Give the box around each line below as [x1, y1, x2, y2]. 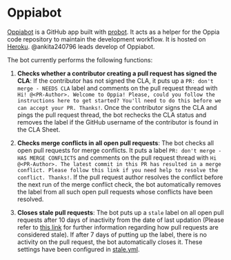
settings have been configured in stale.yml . [17, 245, 140, 253]
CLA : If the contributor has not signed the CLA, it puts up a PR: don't [17, 76, 214, 84]
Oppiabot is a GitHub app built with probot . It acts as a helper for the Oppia [7, 28, 220, 36]
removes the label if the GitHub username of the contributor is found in [17, 118, 219, 126]
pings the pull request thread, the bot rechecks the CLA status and [17, 111, 207, 119]
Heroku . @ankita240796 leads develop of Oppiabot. [7, 42, 155, 50]
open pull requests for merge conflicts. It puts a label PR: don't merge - [17, 146, 222, 154]
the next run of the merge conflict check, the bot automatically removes [17, 180, 221, 188]
